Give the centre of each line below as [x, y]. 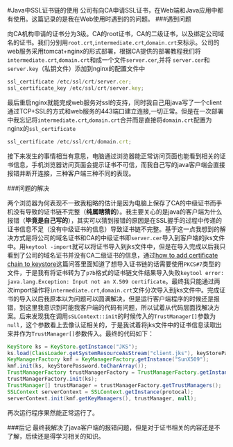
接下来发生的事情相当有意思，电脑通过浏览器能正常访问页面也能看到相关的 [113, 156]
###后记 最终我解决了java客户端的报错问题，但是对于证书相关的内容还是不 [114, 428]
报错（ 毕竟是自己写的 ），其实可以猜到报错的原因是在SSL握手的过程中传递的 [114, 220]
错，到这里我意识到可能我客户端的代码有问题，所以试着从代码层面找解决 [110, 307]
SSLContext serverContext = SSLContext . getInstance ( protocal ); [101, 392]
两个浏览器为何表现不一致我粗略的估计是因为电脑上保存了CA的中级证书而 [112, 203]
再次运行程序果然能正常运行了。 [53, 412]
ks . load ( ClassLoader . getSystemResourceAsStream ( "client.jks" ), [101, 353]
